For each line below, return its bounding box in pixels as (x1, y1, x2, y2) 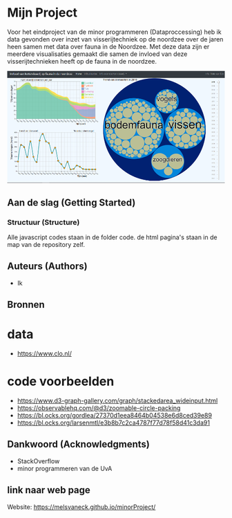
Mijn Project (7, 5, 78, 21)
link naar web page (7, 484, 91, 496)
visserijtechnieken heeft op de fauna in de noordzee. (7, 57, 157, 65)
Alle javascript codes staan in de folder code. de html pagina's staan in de (7, 233, 217, 241)
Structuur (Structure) (7, 217, 80, 227)
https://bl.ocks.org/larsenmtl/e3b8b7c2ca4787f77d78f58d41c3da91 (17, 418, 211, 427)
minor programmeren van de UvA (17, 464, 113, 472)
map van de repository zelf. (7, 241, 85, 249)
